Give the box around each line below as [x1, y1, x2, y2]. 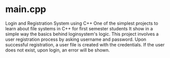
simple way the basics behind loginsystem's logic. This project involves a [5, 31, 159, 37]
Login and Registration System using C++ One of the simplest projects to [5, 20, 159, 26]
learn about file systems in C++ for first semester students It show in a [5, 25, 153, 31]
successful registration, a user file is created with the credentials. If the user [5, 41, 165, 47]
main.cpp [5, 4, 46, 15]
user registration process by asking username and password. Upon [5, 36, 147, 42]
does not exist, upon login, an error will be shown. [5, 47, 110, 53]
